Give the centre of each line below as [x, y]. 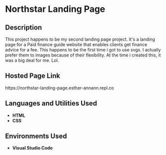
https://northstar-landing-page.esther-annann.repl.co [60, 88]
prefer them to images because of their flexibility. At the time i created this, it [83, 55]
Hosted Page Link [33, 76]
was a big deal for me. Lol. [32, 60]
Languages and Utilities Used [51, 103]
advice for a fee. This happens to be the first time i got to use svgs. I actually [83, 50]
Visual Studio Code [32, 148]
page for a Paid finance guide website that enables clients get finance [76, 45]
